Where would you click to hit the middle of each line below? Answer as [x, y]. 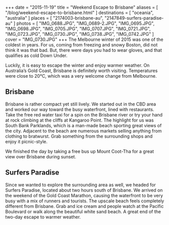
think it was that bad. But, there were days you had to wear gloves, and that [84, 50]
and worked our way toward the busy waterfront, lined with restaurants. [80, 109]
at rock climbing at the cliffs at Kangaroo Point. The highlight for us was [79, 120]
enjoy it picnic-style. [26, 141]
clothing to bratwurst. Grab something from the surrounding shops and [79, 136]
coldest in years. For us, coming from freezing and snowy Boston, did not [81, 45]
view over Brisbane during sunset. [41, 156]
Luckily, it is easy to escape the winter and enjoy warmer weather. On [77, 65]
